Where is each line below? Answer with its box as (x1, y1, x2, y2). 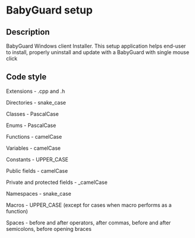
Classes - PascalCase (6, 110, 59, 118)
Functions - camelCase (6, 133, 63, 140)
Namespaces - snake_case (6, 190, 71, 197)
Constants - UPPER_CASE (6, 156, 69, 163)
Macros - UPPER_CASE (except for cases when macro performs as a (6, 201, 172, 209)
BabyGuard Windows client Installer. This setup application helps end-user (6, 42, 186, 49)
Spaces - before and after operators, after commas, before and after (6, 219, 171, 226)
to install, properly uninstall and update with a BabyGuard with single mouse (6, 49, 189, 56)
